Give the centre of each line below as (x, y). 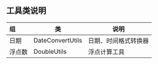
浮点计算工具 (107, 51)
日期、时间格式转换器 (119, 41)
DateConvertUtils (58, 40)
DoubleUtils (50, 51)
